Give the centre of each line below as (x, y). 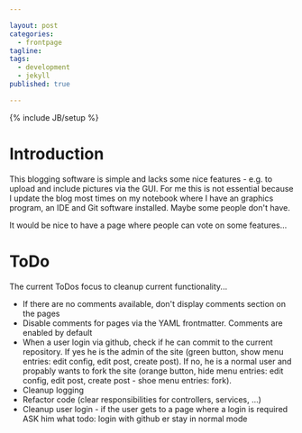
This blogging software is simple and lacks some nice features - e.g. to (141, 179)
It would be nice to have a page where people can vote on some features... (148, 225)
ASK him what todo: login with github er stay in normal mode (135, 419)
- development (44, 68)
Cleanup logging (53, 390)
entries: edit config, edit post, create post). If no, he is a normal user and (157, 361)
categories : (32, 34)
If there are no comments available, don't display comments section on (154, 303)
